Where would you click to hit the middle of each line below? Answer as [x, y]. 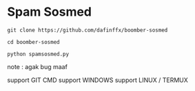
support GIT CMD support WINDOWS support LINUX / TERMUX [97, 80]
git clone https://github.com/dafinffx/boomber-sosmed [88, 30]
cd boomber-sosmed [33, 42]
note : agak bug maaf [37, 66]
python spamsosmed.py [38, 54]
